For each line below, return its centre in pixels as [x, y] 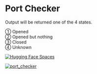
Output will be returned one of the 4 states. [48, 22]
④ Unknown [18, 47]
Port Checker [33, 9]
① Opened [17, 31]
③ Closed [16, 42]
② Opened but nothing [29, 37]
